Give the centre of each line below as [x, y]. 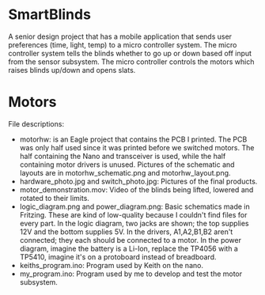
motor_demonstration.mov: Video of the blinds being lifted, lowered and [136, 189]
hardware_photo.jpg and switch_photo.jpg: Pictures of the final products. [138, 181]
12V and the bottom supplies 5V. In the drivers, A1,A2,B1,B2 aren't [126, 232]
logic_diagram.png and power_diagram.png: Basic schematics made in [135, 206]
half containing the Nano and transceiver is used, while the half [123, 156]
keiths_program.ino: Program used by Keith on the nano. [112, 265]
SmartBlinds [49, 15]
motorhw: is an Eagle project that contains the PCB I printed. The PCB [133, 139]
